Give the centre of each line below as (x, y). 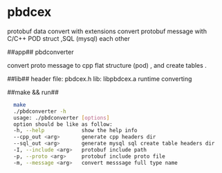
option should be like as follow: (63, 124)
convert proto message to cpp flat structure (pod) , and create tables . (107, 65)
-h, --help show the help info (75, 131)
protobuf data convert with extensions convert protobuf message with (107, 31)
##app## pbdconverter (40, 52)
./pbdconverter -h (40, 111)
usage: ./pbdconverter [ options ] (62, 118)
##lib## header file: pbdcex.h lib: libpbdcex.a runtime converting (100, 79)
